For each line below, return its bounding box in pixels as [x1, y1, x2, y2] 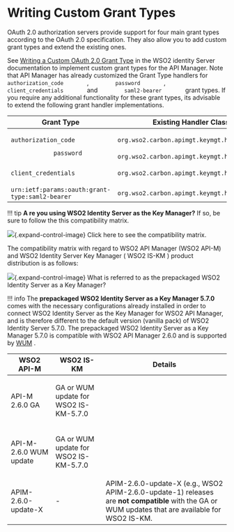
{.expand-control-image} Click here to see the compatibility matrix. [14, 230, 207, 238]
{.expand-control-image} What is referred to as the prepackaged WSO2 [14, 273, 221, 282]
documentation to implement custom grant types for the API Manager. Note [7, 63, 224, 72]
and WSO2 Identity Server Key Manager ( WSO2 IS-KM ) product [7, 251, 194, 259]
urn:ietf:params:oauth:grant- [10, 185, 111, 193]
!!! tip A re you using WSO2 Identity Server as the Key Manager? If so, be [7, 208, 221, 217]
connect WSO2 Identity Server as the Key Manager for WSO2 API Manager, [7, 309, 224, 317]
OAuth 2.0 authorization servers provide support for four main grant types [7, 28, 219, 36]
